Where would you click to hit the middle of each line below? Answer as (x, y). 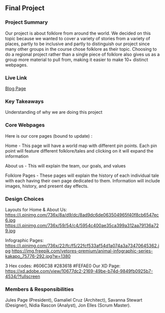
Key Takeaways (25, 101)
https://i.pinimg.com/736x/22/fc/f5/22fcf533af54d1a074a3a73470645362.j (82, 245)
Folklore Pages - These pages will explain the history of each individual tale (82, 175)
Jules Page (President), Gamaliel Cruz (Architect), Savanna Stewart (74, 300)
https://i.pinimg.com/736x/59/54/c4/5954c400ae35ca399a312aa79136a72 (82, 225)
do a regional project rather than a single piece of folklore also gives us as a (82, 54)
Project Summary (27, 22)
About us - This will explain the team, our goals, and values (65, 165)
